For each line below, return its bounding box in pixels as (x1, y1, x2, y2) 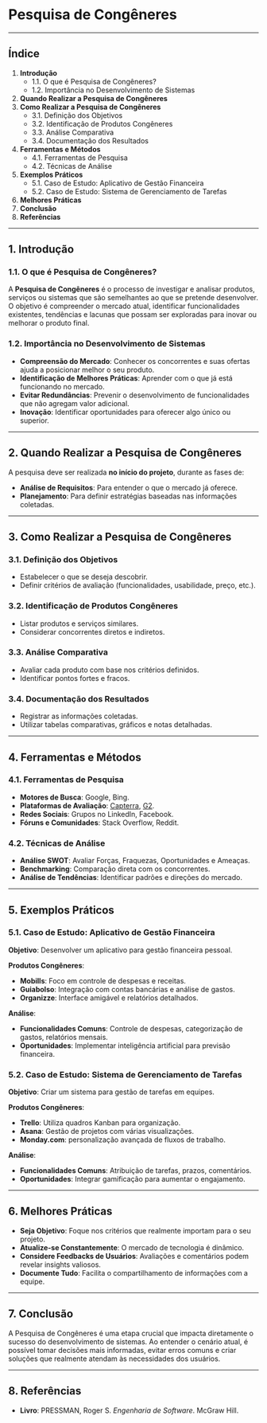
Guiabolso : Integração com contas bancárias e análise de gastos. (19, 984, 236, 994)
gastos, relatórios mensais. (19, 1032, 109, 1042)
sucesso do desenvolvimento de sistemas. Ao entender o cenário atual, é (8, 1336, 249, 1347)
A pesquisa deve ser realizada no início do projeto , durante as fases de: (8, 467, 245, 477)
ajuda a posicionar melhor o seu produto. (19, 365, 155, 374)
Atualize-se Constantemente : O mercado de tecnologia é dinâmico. (19, 1242, 245, 1252)
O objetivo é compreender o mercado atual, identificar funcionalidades (8, 301, 240, 311)
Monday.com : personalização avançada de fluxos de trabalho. (19, 1135, 226, 1144)
